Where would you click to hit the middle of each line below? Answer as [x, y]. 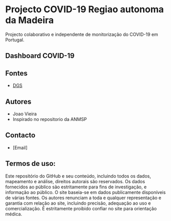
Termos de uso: [31, 164]
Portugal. [15, 40]
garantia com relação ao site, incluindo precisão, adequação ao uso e [78, 203]
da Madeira [30, 20]
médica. [14, 214]
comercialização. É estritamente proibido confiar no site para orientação [81, 208]
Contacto [20, 136]
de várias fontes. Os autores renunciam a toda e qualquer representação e [83, 198]
